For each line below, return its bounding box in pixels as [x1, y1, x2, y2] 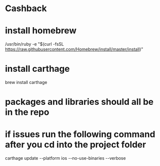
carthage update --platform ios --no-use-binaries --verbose [5, 155, 126, 161]
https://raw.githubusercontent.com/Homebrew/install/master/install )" [5, 47, 143, 52]
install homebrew [5, 25, 77, 36]
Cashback [5, 3, 47, 14]
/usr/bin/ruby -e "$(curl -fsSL [5, 41, 64, 47]
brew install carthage [5, 80, 48, 85]
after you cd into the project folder [5, 139, 146, 150]
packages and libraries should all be [5, 97, 154, 107]
